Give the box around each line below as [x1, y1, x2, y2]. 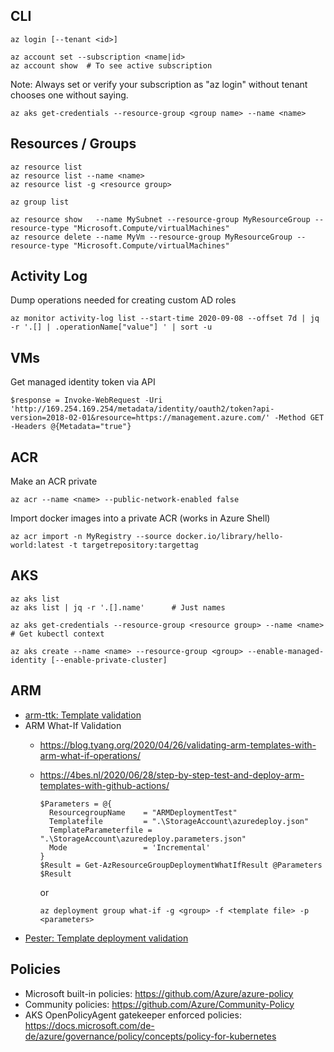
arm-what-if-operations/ [39, 749, 141, 761]
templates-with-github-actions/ [39, 779, 170, 791]
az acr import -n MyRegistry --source [10, 532, 172, 542]
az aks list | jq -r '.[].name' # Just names [10, 602, 226, 613]
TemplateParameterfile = [48, 825, 153, 835]
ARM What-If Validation [24, 719, 122, 731]
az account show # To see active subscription [10, 60, 213, 71]
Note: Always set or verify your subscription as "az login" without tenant [10, 78, 308, 90]
